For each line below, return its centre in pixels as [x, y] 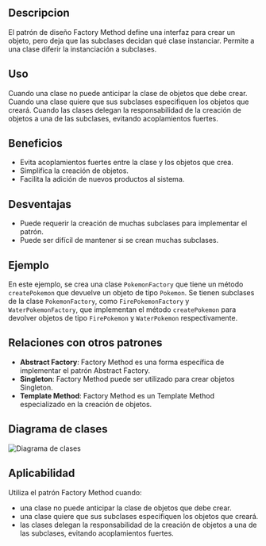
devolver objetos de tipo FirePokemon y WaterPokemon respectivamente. [123, 318]
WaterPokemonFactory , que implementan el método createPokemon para [122, 310]
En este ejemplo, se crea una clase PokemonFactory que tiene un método [126, 284]
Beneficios [35, 143]
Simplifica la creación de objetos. [74, 171]
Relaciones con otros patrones [85, 343]
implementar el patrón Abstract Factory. [85, 370]
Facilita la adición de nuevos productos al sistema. [102, 179]
